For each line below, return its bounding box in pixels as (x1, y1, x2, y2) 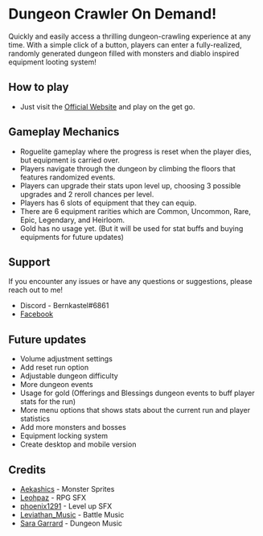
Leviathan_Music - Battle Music (19, 510, 125, 519)
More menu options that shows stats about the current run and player (19, 406, 251, 415)
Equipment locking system (19, 431, 109, 441)
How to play (8, 80, 69, 94)
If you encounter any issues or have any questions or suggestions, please (8, 277, 253, 287)
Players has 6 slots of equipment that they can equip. (19, 198, 197, 208)
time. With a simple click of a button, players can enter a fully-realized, (8, 39, 243, 49)
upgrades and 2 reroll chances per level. (19, 189, 154, 199)
